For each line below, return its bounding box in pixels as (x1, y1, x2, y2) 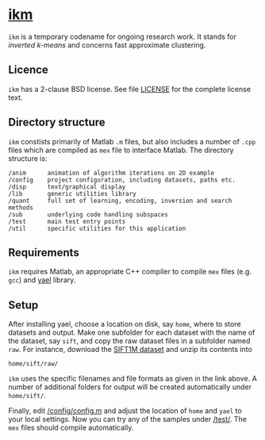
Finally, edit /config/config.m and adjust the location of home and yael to (8, 406, 242, 415)
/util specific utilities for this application (8, 224, 186, 232)
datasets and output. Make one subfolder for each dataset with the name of (8, 327, 255, 338)
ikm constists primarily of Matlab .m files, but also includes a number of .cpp (8, 136, 256, 146)
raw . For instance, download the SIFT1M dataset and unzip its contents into (8, 345, 252, 354)
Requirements (8, 246, 79, 259)
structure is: (8, 153, 48, 163)
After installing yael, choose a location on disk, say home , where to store (8, 319, 241, 329)
